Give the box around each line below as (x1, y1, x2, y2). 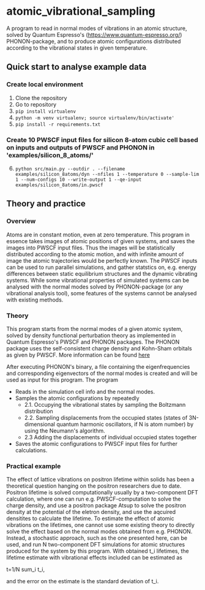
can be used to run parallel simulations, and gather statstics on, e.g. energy (6, 263, 197, 271)
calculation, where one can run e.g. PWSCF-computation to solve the (6, 495, 182, 503)
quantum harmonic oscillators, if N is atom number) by (56, 420, 194, 428)
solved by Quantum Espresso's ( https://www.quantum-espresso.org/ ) (6, 31, 182, 38)
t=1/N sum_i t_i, (6, 565, 45, 573)
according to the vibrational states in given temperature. (6, 44, 148, 51)
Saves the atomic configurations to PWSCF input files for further (15, 440, 177, 447)
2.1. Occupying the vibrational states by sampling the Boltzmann (24, 401, 186, 408)
